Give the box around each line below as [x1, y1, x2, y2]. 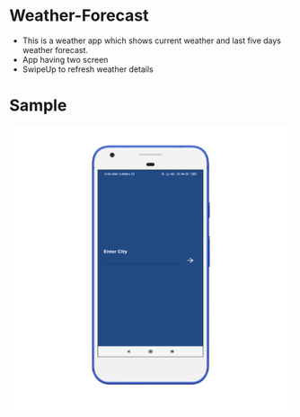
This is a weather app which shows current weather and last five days [22, 35, 281, 46]
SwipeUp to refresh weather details [22, 64, 154, 75]
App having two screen [22, 54, 109, 65]
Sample [9, 95, 67, 116]
